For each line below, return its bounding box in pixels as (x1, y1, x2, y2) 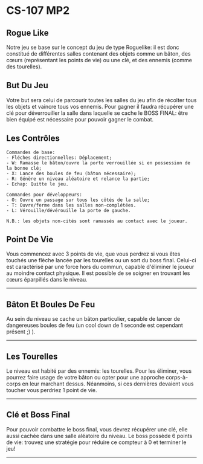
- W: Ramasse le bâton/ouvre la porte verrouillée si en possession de (6, 159, 190, 166)
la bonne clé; (6, 165, 42, 171)
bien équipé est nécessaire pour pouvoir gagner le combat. (6, 115, 154, 123)
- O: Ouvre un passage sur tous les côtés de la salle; (6, 197, 150, 203)
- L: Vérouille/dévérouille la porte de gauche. (6, 207, 131, 213)
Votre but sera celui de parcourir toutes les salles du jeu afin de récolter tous (6, 96, 197, 103)
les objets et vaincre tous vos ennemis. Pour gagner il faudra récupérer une (6, 103, 195, 110)
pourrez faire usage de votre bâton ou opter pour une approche (6, 374, 165, 381)
